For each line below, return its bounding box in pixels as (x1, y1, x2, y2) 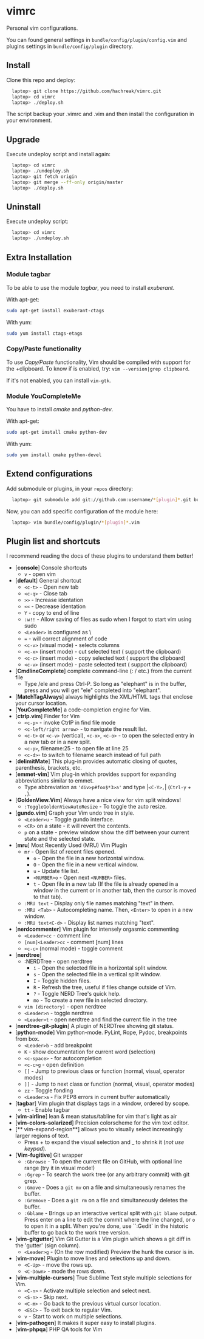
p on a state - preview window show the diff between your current (24, 829, 189, 836)
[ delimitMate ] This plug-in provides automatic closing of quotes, (15, 758, 178, 765)
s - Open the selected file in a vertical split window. (33, 971, 161, 978)
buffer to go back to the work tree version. (24, 1229, 131, 1236)
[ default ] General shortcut (15, 577, 81, 584)
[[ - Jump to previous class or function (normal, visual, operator (24, 1067, 185, 1075)
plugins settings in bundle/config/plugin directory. (6, 43, 134, 50)
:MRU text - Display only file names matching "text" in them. (24, 900, 175, 907)
